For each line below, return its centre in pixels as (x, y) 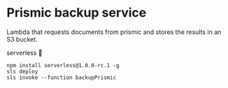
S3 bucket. (22, 39)
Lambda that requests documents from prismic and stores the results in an (114, 32)
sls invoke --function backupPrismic (62, 78)
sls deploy (22, 71)
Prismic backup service (77, 13)
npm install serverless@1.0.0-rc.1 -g (63, 65)
